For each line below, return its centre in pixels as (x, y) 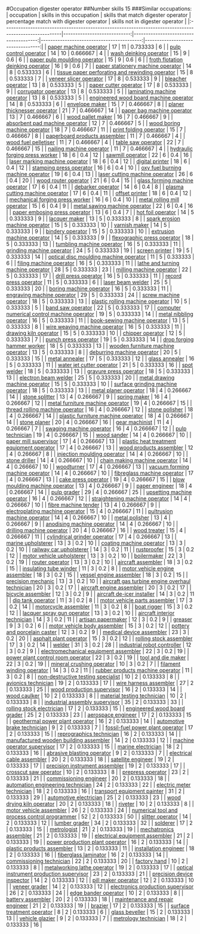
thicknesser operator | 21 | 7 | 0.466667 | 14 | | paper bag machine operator (99, 110)
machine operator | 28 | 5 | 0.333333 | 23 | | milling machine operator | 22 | (99, 269)
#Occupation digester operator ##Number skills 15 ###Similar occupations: (99, 9)
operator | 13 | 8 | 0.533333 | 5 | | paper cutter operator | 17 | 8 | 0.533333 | (99, 85)
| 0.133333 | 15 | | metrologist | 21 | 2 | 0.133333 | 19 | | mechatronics (90, 829)
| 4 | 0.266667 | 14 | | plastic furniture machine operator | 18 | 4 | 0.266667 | (99, 416)
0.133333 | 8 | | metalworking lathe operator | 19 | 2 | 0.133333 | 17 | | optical (100, 867)
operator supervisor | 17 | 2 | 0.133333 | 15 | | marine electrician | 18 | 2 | (95, 747)
